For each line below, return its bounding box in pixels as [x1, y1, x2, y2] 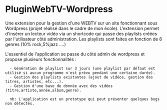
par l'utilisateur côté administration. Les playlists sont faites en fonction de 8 [5, 36, 162, 42]
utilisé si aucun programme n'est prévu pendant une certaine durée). [5, 70, 155, 75]
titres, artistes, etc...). [5, 79, 64, 84]
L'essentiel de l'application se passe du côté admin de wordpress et [5, 51, 145, 57]
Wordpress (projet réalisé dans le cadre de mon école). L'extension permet [5, 25, 159, 31]
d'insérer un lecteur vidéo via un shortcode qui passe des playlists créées [5, 30, 157, 36]
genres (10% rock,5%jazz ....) [5, 41, 66, 47]
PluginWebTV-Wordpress [5, 3, 113, 15]
